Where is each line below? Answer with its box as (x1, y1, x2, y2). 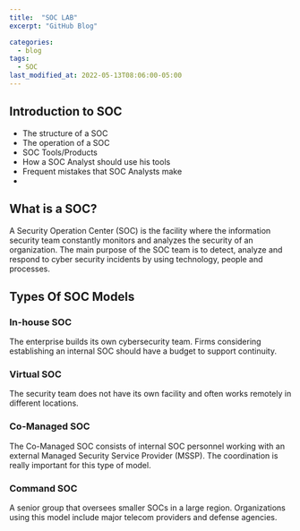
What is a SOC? (9, 201, 98, 217)
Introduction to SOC (9, 104, 123, 119)
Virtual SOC (9, 368, 63, 381)
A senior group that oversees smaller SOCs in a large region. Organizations (9, 502, 287, 513)
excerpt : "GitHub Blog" (9, 21, 99, 30)
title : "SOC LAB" (9, 13, 78, 22)
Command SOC (9, 482, 78, 494)
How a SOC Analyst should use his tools (21, 156, 171, 167)
